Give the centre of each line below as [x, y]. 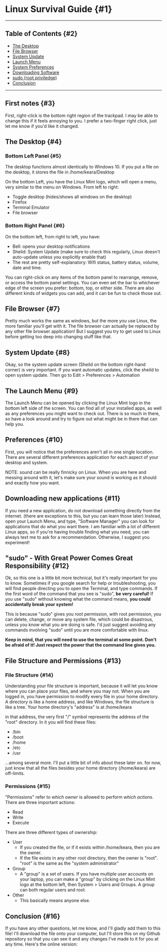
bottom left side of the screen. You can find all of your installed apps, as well [83, 408]
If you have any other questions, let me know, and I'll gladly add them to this [83, 929]
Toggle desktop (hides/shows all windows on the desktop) [72, 197]
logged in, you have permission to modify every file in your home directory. [82, 697]
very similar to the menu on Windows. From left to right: [62, 187]
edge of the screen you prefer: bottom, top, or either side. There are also [80, 288]
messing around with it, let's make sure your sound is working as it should [81, 477]
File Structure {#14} [29, 675]
